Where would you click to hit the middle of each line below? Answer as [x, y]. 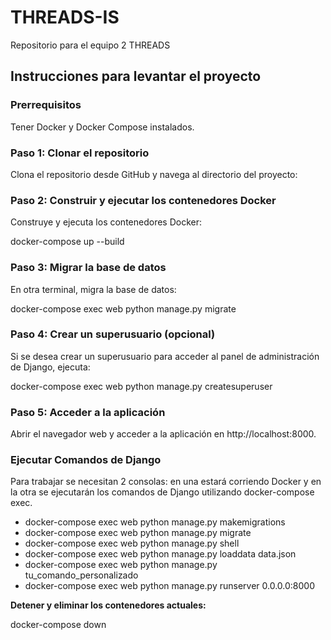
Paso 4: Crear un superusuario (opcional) [113, 334]
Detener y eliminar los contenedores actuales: [108, 605]
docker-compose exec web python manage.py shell [132, 543]
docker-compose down [58, 625]
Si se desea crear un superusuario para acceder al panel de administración [165, 356]
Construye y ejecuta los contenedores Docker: [106, 222]
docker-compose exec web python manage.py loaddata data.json [160, 554]
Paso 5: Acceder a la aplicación [88, 412]
